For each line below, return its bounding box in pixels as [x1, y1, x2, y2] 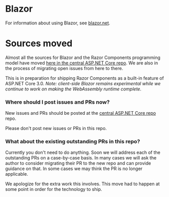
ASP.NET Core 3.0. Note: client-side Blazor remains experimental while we [5, 80, 161, 86]
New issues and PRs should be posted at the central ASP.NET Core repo [5, 110, 156, 116]
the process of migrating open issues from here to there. [5, 65, 123, 71]
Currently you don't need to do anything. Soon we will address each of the [5, 149, 161, 155]
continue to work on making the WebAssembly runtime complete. [5, 86, 142, 92]
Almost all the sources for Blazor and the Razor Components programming [5, 54, 161, 60]
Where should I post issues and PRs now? [5, 98, 110, 106]
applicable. [5, 171, 28, 177]
